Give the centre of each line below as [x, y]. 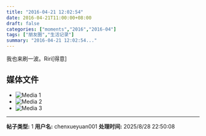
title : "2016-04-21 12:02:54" [45, 12]
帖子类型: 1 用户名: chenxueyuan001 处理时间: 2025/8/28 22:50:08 [91, 126]
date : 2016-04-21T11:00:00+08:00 [49, 18]
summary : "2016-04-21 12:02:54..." [52, 40]
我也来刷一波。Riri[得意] [37, 59]
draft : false [23, 23]
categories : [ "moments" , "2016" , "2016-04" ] [61, 29]
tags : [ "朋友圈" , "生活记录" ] [40, 35]
